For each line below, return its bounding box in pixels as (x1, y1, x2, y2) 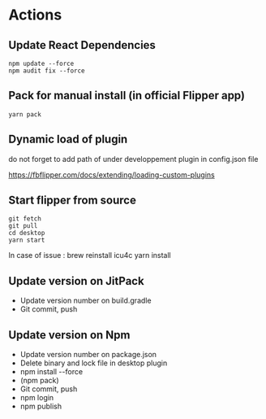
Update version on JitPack (8, 274, 144, 288)
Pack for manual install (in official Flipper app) (8, 89, 246, 103)
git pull (8, 222, 38, 230)
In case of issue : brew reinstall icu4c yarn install (8, 251, 172, 260)
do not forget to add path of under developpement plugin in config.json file (8, 154, 259, 164)
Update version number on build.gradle (19, 295, 152, 306)
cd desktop (8, 229, 45, 238)
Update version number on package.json (19, 350, 157, 360)
